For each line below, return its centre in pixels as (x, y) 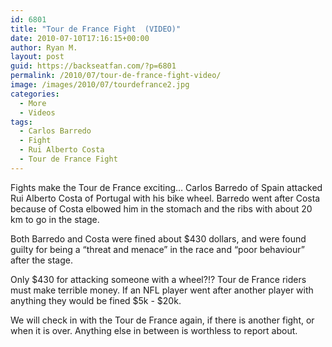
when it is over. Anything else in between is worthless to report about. (154, 330)
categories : (35, 94)
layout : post (37, 57)
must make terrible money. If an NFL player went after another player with (162, 290)
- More (33, 103)
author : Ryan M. (44, 47)
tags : (21, 122)
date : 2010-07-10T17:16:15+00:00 (80, 38)
